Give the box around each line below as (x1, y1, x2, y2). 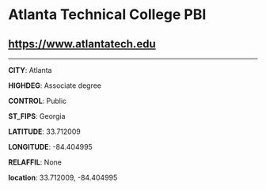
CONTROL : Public (8, 97, 67, 105)
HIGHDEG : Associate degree (8, 81, 101, 90)
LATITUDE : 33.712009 (8, 127, 81, 136)
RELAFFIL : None (8, 158, 62, 167)
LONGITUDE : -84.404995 (8, 142, 93, 151)
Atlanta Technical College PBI (8, 6, 207, 24)
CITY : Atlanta (8, 66, 52, 74)
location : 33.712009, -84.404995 (8, 173, 118, 182)
